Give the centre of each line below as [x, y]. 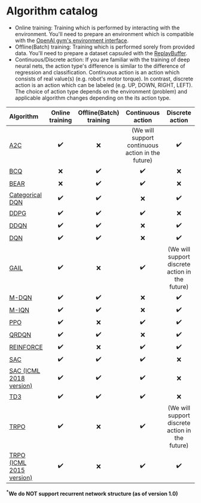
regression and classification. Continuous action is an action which [97, 72]
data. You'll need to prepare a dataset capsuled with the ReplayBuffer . [101, 53]
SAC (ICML [25, 370]
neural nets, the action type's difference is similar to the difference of [100, 66]
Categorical [25, 194]
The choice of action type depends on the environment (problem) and [101, 91]
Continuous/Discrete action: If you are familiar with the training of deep [102, 59]
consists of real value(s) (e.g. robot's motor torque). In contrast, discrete [104, 79]
